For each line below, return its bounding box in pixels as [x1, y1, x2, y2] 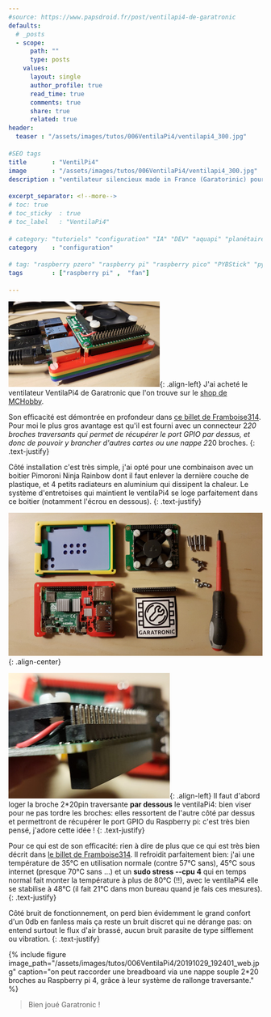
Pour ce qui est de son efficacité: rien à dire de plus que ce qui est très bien [8, 841, 261, 851]
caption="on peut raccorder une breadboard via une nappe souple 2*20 [18, 967, 260, 977]
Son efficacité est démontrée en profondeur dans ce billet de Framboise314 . [8, 412, 261, 422]
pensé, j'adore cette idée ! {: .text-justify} [8, 825, 145, 835]
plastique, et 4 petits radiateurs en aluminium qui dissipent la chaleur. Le [8, 479, 248, 489]
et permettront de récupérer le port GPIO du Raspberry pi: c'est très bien [8, 817, 250, 827]
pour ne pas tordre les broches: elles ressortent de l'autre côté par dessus [8, 808, 256, 818]
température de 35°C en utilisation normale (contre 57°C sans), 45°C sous [8, 858, 256, 868]
